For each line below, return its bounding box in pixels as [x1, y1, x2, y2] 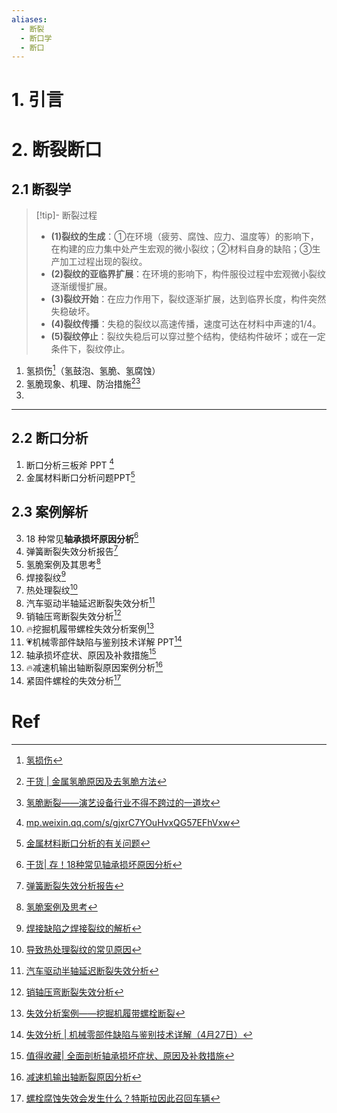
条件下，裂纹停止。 [50, 343, 131, 355]
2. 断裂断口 [11, 138, 103, 161]
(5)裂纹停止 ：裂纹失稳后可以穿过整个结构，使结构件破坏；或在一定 [50, 331, 326, 343]
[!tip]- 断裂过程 [35, 209, 98, 221]
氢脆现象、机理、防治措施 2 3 [25, 376, 141, 390]
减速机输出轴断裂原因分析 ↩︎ [25, 1071, 142, 1083]
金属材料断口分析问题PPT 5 [25, 470, 136, 483]
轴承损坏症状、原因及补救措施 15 [25, 647, 157, 661]
